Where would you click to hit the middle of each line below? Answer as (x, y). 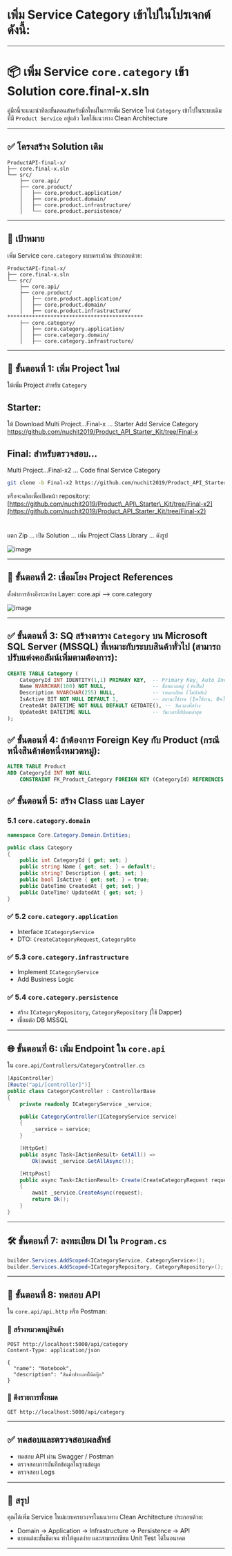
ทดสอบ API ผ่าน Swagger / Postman (65, 1456)
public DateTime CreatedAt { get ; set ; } (80, 886)
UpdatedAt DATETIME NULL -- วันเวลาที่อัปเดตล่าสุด (110, 712)
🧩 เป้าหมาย (26, 239)
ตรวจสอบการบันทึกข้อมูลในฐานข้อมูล (59, 1464)
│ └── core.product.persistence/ (71, 211)
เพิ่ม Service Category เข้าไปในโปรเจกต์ (109, 15)
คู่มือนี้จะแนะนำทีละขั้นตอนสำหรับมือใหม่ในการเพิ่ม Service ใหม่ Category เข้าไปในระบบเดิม (115, 110)
